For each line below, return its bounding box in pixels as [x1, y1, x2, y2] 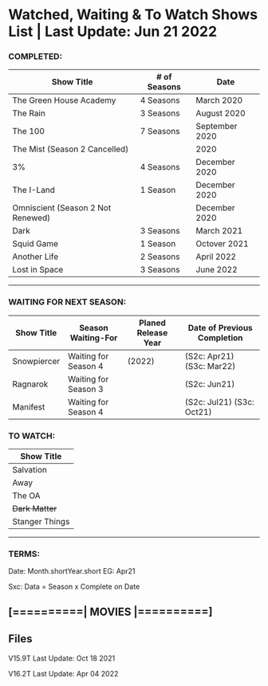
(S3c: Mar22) [184, 360, 236, 371]
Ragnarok [12, 378, 49, 390]
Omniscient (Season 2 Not [12, 202, 112, 214]
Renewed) [12, 213, 51, 224]
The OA [12, 490, 41, 501]
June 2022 [195, 265, 238, 276]
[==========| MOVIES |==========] [8, 605, 213, 618]
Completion [198, 332, 243, 343]
